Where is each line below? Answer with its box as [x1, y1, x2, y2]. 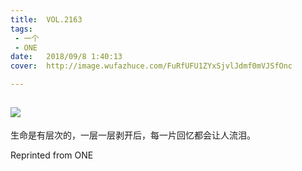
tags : [10, 24, 33, 34]
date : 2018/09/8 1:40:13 [10, 52, 123, 62]
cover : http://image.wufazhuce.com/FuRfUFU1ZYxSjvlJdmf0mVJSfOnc [10, 61, 293, 71]
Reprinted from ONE [10, 149, 94, 161]
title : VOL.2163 [10, 14, 83, 25]
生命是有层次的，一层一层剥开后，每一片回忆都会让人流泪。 [10, 129, 256, 141]
